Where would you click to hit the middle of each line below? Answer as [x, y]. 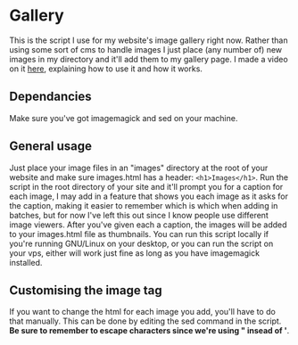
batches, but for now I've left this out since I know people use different [139, 215]
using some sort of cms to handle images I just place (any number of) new [146, 49]
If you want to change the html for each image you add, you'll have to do [143, 312]
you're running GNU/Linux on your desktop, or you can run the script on [141, 243]
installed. [26, 262]
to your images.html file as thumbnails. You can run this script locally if [139, 234]
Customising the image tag [86, 290]
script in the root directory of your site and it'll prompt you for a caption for [146, 186]
